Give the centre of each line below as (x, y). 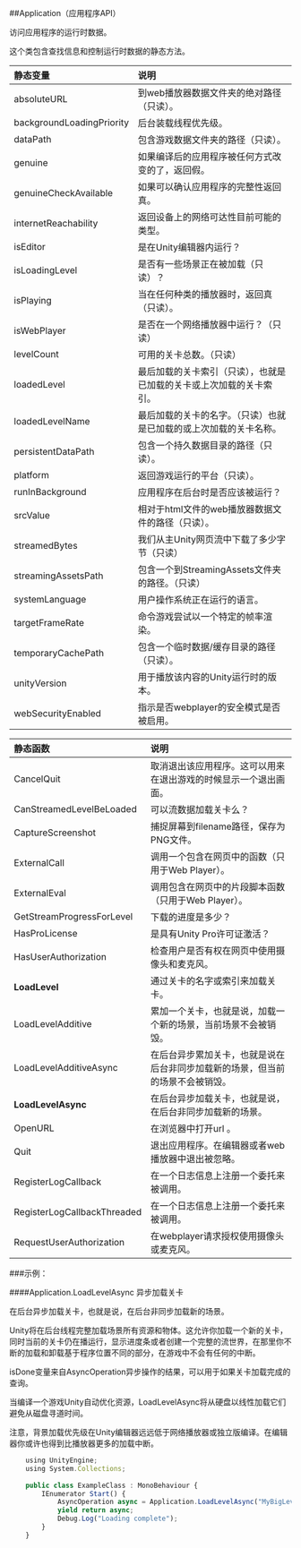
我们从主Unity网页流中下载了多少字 (212, 539)
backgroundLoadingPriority (72, 122)
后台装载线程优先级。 (183, 123)
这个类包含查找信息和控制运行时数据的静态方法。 (99, 51)
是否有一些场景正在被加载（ (196, 264)
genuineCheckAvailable (64, 193)
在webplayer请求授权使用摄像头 (217, 1236)
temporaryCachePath (59, 653)
